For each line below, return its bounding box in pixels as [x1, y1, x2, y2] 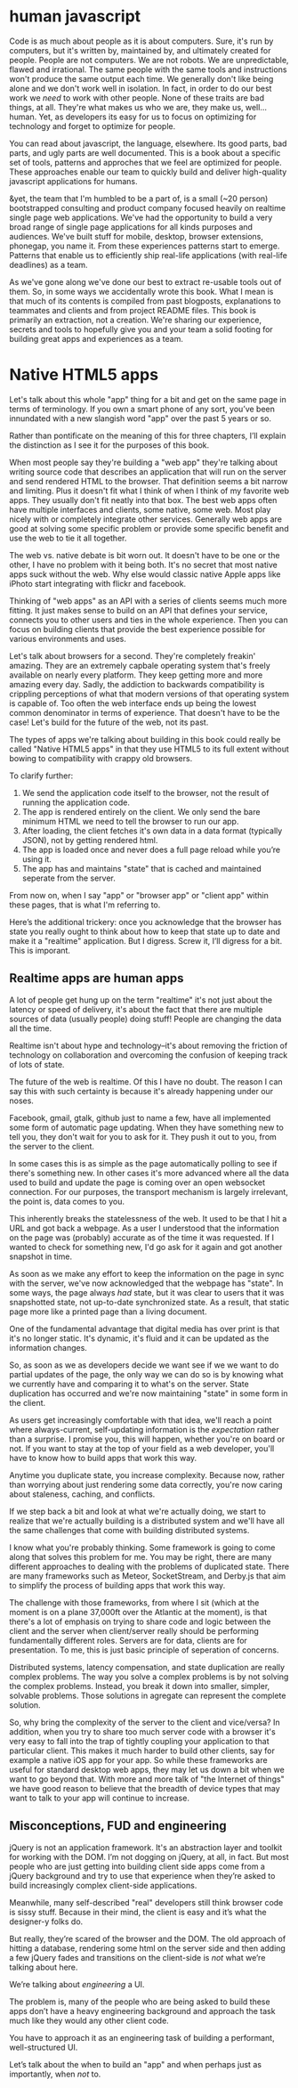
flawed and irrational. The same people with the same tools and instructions [9, 64, 287, 75]
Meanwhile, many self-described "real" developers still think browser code [9, 1897, 284, 1907]
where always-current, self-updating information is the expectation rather [9, 1424, 279, 1434]
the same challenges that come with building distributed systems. [9, 1524, 250, 1535]
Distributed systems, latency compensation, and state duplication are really [9, 1661, 286, 1672]
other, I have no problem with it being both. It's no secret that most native [9, 559, 278, 570]
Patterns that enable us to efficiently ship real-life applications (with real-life [9, 249, 287, 260]
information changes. [9, 1342, 87, 1353]
